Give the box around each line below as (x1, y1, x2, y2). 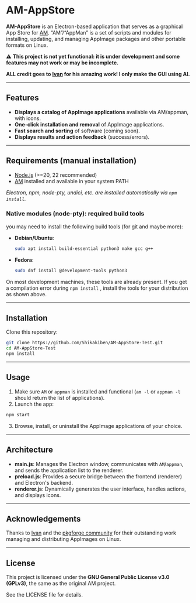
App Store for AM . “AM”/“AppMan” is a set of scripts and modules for (6, 29, 172, 36)
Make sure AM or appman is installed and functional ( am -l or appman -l (14, 388, 181, 395)
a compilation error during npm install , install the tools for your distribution (6, 285, 188, 292)
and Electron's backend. (14, 479, 73, 486)
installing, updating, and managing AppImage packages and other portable (6, 35, 186, 42)
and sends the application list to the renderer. (14, 467, 124, 474)
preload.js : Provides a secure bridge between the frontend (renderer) (14, 472, 183, 480)
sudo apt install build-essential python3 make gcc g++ (14, 245, 153, 252)
